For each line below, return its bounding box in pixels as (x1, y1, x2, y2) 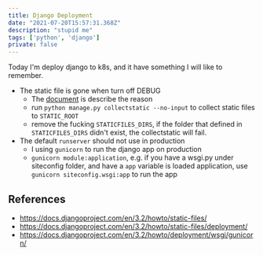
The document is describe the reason (31, 94, 153, 104)
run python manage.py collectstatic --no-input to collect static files (31, 103, 255, 113)
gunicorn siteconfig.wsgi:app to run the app (31, 170, 178, 179)
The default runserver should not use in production (19, 136, 185, 146)
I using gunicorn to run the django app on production (31, 145, 202, 154)
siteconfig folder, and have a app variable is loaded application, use (31, 161, 249, 171)
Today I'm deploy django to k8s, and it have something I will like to (8, 62, 223, 72)
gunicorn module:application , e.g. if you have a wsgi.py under (31, 153, 234, 162)
